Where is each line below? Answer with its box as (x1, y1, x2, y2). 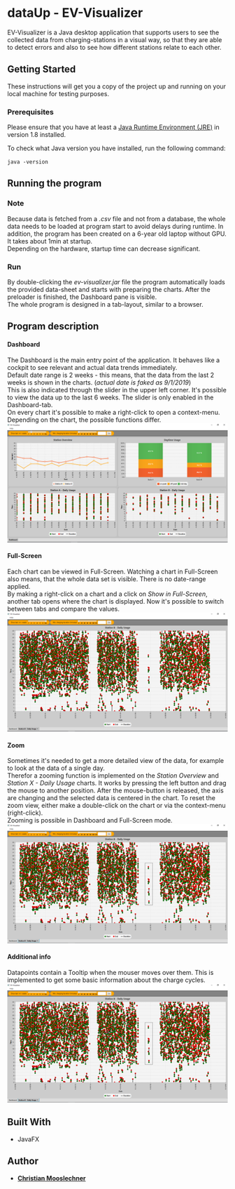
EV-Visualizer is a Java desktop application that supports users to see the (7, 28, 220, 36)
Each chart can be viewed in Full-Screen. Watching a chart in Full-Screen (7, 567, 218, 576)
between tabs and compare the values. (7, 605, 120, 613)
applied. (7, 583, 31, 591)
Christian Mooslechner (17, 1174, 86, 1182)
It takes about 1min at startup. (7, 237, 93, 245)
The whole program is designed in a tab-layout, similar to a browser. (7, 300, 204, 309)
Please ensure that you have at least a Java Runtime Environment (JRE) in (7, 123, 220, 131)
